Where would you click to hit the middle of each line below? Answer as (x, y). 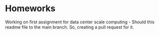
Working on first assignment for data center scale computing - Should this (80, 22)
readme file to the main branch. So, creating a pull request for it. (70, 27)
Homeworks (30, 9)
